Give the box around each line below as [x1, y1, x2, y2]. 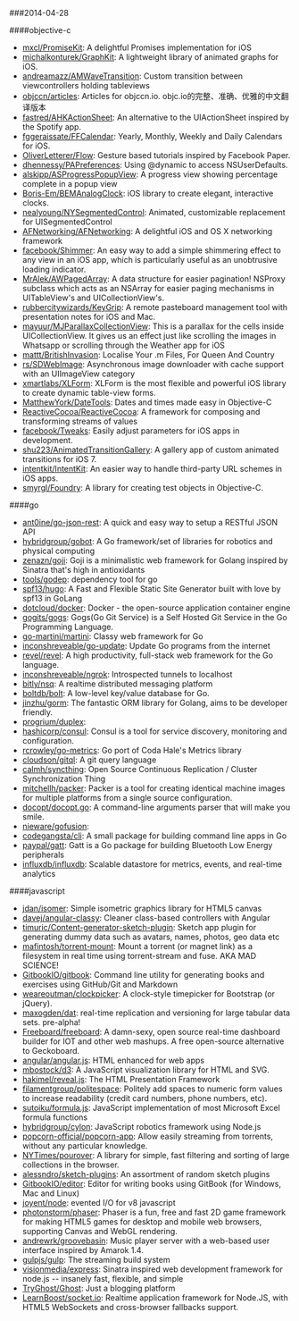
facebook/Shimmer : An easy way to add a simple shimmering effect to [21, 245, 281, 256]
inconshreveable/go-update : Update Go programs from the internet [21, 641, 270, 651]
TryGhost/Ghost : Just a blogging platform [21, 1283, 176, 1293]
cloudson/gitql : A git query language [21, 754, 157, 765]
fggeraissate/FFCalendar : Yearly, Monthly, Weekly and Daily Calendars [21, 131, 283, 141]
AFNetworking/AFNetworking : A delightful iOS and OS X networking [21, 226, 273, 236]
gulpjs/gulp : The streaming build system [21, 1255, 170, 1265]
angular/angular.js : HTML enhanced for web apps [21, 1055, 205, 1065]
